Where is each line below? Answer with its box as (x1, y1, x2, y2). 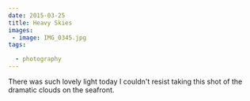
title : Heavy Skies (8, 19, 73, 27)
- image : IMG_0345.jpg (11, 33, 87, 42)
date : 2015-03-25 (8, 11, 66, 20)
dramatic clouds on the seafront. (8, 85, 115, 95)
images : (8, 26, 34, 34)
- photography (15, 55, 62, 63)
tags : (8, 41, 26, 49)
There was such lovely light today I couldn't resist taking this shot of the (8, 77, 243, 86)
